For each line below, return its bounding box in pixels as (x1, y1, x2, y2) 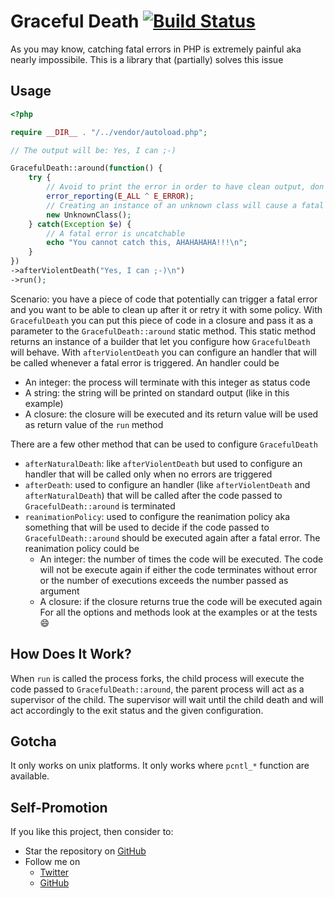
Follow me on (24, 856, 81, 868)
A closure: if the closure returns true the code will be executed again (39, 595, 323, 607)
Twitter (39, 866, 70, 879)
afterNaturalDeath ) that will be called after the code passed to (24, 489, 283, 501)
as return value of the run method (24, 418, 164, 430)
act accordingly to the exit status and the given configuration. (10, 704, 264, 716)
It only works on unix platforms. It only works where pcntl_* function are (10, 760, 310, 772)
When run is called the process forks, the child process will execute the (10, 672, 305, 684)
